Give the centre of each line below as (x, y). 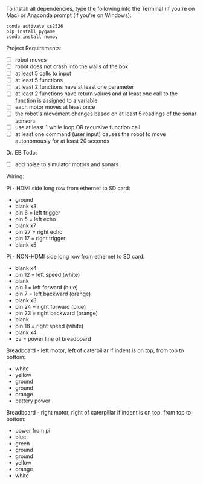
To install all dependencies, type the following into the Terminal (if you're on (101, 9)
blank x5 (26, 245)
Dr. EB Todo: (22, 152)
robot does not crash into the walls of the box (72, 66)
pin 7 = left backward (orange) (53, 294)
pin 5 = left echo (35, 219)
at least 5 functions (39, 80)
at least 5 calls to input (43, 73)
